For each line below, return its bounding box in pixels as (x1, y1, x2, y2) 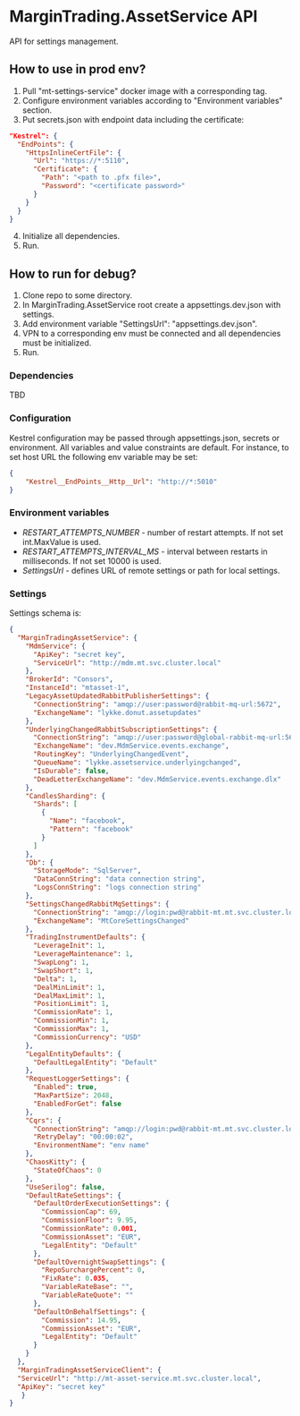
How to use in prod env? (9, 62, 146, 77)
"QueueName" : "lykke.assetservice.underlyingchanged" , (32, 758, 242, 767)
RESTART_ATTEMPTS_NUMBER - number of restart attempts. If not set (21, 526, 284, 538)
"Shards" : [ (32, 799, 78, 809)
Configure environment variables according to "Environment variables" (21, 95, 283, 106)
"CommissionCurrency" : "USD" (32, 1032, 142, 1042)
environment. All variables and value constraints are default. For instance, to (9, 441, 289, 453)
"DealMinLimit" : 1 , (32, 983, 105, 992)
